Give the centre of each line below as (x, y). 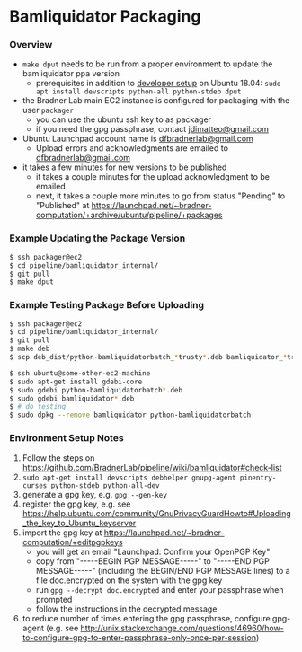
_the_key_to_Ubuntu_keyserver (79, 523)
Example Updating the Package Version (98, 238)
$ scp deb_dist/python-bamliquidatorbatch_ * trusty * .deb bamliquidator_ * (148, 357)
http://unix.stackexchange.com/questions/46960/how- (182, 628)
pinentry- (258, 478)
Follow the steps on (58, 458)
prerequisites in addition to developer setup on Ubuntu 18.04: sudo (158, 84)
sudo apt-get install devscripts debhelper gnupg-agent (129, 478)
